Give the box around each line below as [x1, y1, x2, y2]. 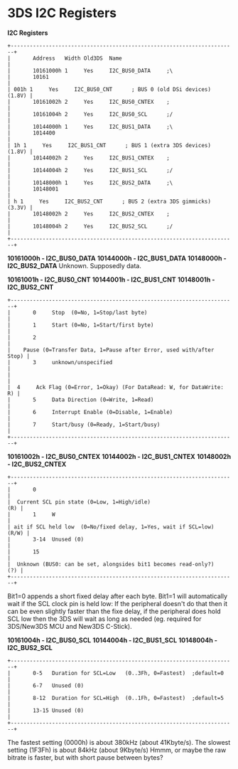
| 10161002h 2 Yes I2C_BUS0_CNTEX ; [7, 98, 171, 105]
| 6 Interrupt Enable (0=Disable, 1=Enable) [7, 408, 173, 415]
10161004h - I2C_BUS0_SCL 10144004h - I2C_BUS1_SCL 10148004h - [7, 635, 218, 645]
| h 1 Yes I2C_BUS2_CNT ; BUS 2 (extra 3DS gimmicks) [7, 198, 212, 205]
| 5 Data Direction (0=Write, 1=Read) [7, 396, 154, 403]
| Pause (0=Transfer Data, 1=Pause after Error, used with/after [7, 346, 215, 354]
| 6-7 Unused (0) [7, 682, 84, 689]
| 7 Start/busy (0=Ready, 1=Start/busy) [7, 421, 161, 428]
